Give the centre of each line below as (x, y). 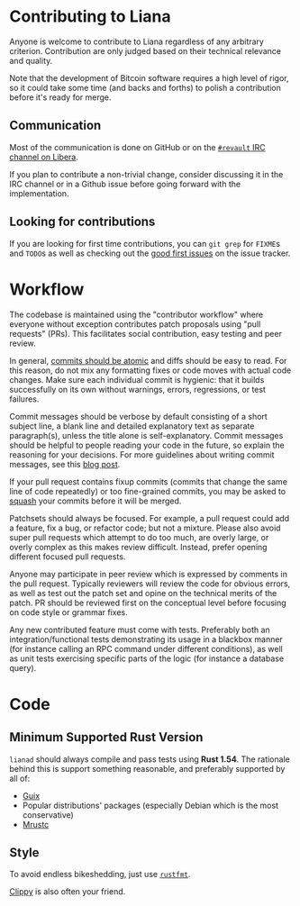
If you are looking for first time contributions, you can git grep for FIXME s (145, 243)
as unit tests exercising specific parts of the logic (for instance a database (147, 658)
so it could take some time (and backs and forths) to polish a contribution (145, 87)
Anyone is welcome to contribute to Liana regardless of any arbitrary (136, 41)
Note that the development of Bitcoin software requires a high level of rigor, (150, 77)
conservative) (48, 815)
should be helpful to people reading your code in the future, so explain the (147, 445)
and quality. (31, 60)
